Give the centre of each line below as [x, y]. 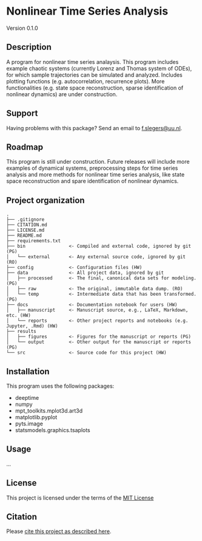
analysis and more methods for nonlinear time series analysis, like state [96, 175]
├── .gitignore [25, 220]
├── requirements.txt [34, 241]
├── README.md [24, 236]
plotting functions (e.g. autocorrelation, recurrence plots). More [86, 81]
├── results [21, 332]
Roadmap [25, 147]
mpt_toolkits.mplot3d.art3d [49, 411]
